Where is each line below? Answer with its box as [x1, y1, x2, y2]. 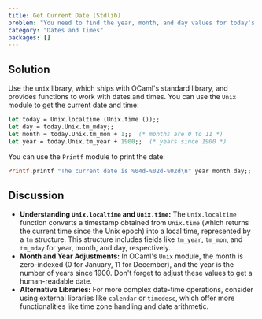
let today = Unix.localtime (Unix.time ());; [8, 116, 160, 124]
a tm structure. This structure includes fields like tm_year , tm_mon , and [19, 235, 243, 244]
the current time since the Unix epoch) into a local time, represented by [19, 226, 251, 236]
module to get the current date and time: [8, 100, 139, 110]
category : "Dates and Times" [8, 26, 104, 34]
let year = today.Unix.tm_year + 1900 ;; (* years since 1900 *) [8, 137, 227, 146]
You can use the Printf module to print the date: [8, 151, 165, 161]
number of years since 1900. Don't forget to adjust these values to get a [19, 269, 253, 278]
